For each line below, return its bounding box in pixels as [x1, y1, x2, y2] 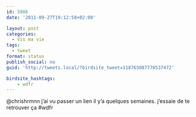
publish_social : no [6, 58, 56, 65]
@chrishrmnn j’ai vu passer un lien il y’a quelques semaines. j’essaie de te [6, 98, 190, 105]
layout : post [6, 25, 39, 31]
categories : [6, 31, 36, 37]
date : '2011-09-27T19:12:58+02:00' [6, 14, 96, 21]
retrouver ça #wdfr [6, 104, 53, 112]
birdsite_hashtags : [6, 75, 56, 81]
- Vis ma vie [11, 37, 45, 43]
